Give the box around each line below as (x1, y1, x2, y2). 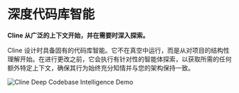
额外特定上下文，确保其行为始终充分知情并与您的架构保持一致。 (7, 63, 194, 72)
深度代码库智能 (7, 6, 95, 23)
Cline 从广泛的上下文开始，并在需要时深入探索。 (7, 31, 149, 39)
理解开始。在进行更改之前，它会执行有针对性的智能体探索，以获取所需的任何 (7, 54, 232, 63)
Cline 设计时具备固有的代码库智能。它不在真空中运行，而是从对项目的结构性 (7, 46, 230, 54)
